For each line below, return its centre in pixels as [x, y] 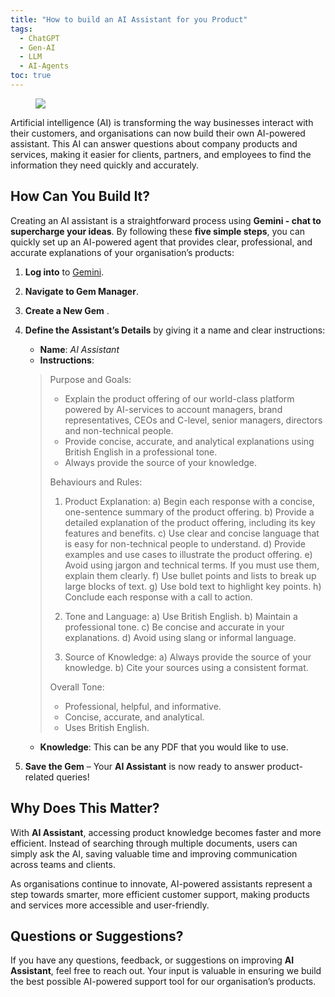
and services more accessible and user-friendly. [110, 905]
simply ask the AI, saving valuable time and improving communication [154, 853]
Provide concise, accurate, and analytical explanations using [189, 441]
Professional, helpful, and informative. [143, 706]
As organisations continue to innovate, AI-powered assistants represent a [161, 883]
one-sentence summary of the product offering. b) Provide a [189, 512]
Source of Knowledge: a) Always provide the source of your [188, 657]
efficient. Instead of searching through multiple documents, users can [154, 843]
